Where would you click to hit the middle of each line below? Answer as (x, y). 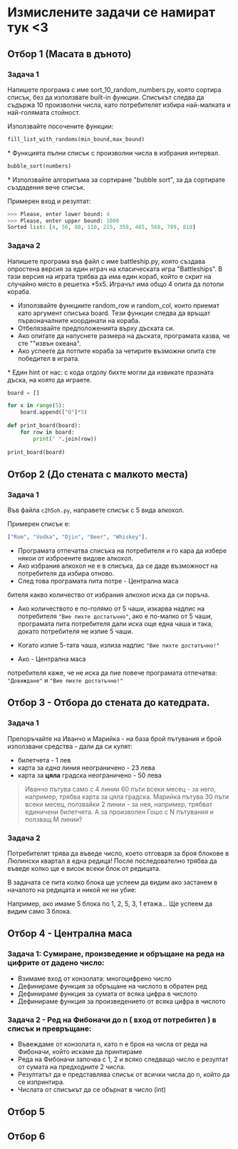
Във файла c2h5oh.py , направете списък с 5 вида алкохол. (96, 510)
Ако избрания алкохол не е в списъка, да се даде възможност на (118, 566)
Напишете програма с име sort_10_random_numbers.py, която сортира (114, 89)
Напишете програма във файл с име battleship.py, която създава (106, 261)
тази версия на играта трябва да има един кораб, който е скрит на (109, 276)
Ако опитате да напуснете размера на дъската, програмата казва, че (124, 335)
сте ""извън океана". (49, 343)
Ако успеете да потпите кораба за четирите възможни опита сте (117, 351)
